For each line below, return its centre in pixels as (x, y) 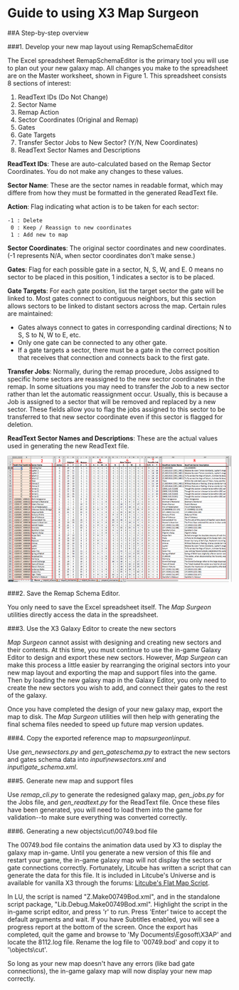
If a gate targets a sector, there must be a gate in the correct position (118, 350)
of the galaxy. (27, 695)
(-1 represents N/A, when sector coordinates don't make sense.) (101, 255)
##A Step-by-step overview (48, 33)
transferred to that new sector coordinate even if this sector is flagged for (115, 417)
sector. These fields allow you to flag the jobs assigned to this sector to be (116, 409)
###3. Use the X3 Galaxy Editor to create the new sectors (92, 628)
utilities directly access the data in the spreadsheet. (83, 614)
